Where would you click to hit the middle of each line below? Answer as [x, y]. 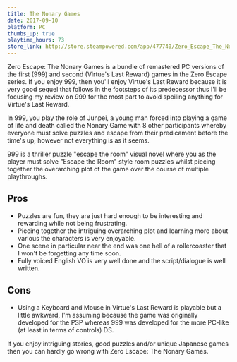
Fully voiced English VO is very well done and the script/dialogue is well [121, 260]
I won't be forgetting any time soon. [69, 253]
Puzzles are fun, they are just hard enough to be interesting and [110, 215]
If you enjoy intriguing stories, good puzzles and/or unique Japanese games [118, 344]
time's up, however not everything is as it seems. [78, 140]
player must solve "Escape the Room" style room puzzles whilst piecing [111, 162]
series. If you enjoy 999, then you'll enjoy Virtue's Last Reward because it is [117, 82]
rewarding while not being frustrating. [72, 223]
